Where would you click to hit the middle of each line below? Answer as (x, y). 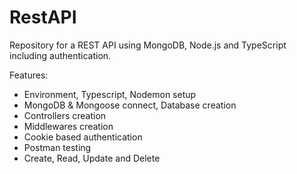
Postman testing (57, 147)
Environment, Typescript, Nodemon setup (110, 94)
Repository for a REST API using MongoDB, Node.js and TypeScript (148, 45)
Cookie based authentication (83, 137)
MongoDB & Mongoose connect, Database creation (130, 105)
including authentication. (60, 55)
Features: (29, 75)
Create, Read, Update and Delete (92, 158)
